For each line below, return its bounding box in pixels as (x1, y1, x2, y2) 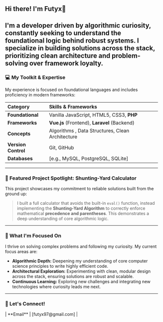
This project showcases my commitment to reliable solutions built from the (5, 186, 154, 192)
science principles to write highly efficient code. (12, 263, 108, 269)
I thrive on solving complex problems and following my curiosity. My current (5, 243, 157, 249)
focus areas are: (5, 248, 38, 254)
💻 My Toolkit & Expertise (5, 74, 65, 80)
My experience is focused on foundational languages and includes (5, 87, 138, 92)
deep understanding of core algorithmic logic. (16, 216, 109, 222)
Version (7, 141, 26, 148)
